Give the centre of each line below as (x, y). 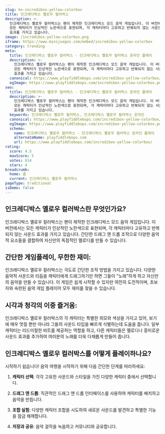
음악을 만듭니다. (27, 399)
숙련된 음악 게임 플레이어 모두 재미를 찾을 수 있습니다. (65, 289)
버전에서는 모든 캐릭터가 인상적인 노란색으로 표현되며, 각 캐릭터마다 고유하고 (78, 228)
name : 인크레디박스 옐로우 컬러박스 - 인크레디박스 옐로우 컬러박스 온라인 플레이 (84, 133)
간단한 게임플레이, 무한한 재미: (48, 257)
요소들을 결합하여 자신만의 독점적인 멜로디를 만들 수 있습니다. (69, 240)
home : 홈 (18, 174)
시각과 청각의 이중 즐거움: (41, 305)
